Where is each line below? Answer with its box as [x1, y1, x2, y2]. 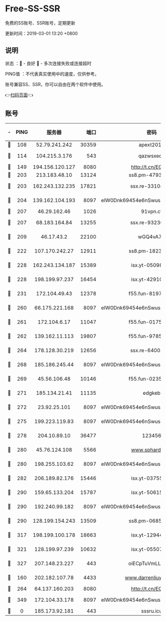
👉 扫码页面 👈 [5, 92, 34, 98]
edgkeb [143, 389, 161, 396]
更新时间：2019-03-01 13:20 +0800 [5, 30, 78, 36]
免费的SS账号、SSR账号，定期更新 [5, 20, 76, 26]
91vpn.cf [141, 208, 163, 215]
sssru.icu [141, 607, 163, 614]
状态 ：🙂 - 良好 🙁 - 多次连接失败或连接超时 [5, 60, 91, 66]
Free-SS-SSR [5, 3, 60, 14]
